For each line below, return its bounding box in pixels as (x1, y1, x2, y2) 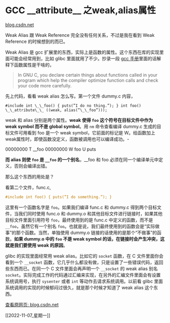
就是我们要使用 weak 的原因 (5, 242, 64, 248)
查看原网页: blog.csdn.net (5, 301, 59, 307)
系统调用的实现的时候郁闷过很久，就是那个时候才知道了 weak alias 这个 (5, 284, 154, 291)
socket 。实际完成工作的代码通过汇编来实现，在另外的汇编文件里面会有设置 (5, 271, 161, 278)
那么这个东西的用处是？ (5, 173, 54, 179)
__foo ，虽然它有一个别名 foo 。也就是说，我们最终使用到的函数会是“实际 (5, 223, 155, 229)
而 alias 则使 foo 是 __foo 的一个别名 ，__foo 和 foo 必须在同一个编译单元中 (5, 156, 159, 162)
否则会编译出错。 (14, 163, 50, 169)
